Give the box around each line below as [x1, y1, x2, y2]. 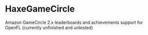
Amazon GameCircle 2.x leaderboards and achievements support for [5, 19, 143, 25]
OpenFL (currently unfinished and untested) [5, 24, 93, 30]
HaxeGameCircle [5, 3, 75, 15]
